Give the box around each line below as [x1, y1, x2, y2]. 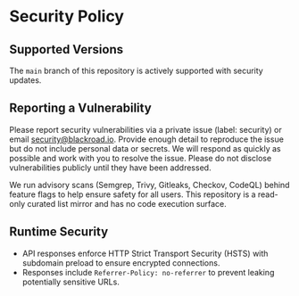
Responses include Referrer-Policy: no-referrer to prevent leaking [21, 267, 275, 277]
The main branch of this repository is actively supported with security [9, 65, 263, 76]
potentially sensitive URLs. [21, 276, 120, 287]
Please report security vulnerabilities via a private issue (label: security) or [9, 124, 283, 135]
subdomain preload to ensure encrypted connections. [21, 257, 220, 268]
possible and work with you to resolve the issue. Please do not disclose [9, 152, 272, 163]
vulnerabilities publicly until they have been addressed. [9, 162, 212, 173]
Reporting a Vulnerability [9, 101, 152, 116]
